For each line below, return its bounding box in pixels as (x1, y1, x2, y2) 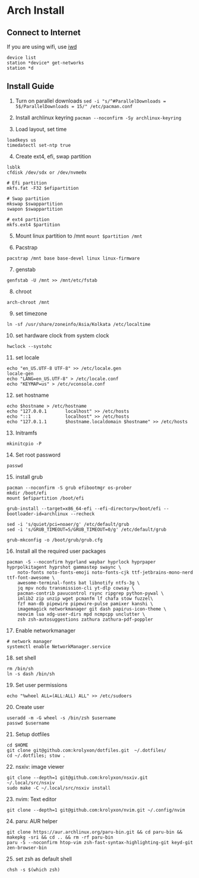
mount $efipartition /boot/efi (7, 495, 84, 501)
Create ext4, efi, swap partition (15, 153, 91, 160)
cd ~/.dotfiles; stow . (7, 753, 66, 759)
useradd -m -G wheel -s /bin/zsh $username (7, 714, 116, 721)
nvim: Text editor (15, 795, 57, 803)
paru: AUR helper (15, 817, 58, 824)
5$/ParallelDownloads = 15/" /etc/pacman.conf (15, 103, 133, 109)
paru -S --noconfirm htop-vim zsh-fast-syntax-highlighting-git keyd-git (7, 839, 194, 845)
